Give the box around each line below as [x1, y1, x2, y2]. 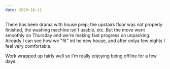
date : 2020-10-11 [5, 7, 42, 13]
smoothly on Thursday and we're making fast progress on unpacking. [5, 32, 151, 38]
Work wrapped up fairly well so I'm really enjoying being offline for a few [5, 53, 157, 59]
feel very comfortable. [5, 43, 52, 49]
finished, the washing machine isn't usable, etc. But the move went [5, 26, 146, 33]
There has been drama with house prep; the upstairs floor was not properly [5, 21, 163, 27]
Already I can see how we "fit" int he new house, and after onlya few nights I [5, 38, 165, 44]
